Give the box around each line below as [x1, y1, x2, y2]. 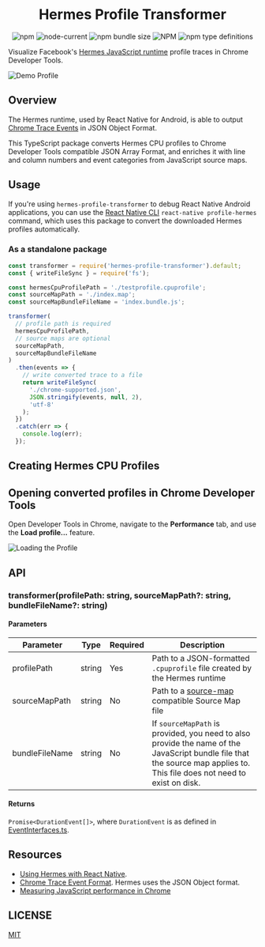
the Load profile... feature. [8, 528, 95, 538]
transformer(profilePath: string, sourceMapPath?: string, [8, 590, 231, 601]
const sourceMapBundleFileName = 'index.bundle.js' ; [8, 298, 185, 306]
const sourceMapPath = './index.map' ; [8, 291, 136, 299]
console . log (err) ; [22, 430, 83, 438]
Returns [8, 799, 35, 809]
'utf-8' [28, 401, 55, 409]
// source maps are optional [15, 334, 111, 342]
